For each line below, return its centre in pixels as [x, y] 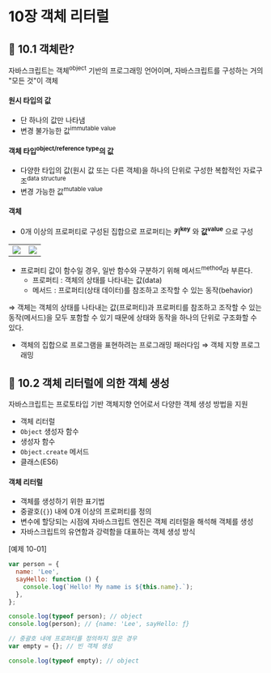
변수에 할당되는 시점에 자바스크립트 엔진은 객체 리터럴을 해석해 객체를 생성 [137, 522]
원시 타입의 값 [30, 100]
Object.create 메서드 [55, 452]
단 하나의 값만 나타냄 [53, 120]
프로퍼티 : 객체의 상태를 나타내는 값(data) [97, 280]
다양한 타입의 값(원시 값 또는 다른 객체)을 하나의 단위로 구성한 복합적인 [130, 170]
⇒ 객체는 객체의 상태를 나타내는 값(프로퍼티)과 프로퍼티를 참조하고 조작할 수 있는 [135, 308]
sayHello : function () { [57, 579]
